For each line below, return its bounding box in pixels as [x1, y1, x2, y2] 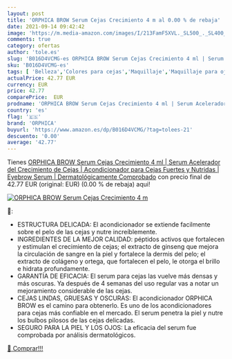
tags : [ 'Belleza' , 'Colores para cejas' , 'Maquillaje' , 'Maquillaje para [7, 68, 217, 75]
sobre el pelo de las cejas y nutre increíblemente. [17, 228, 157, 236]
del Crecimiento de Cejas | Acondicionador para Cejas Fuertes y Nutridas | [7, 166, 220, 174]
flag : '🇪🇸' [7, 113, 41, 120]
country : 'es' [7, 107, 48, 114]
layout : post [7, 10, 45, 17]
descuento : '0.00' [7, 132, 60, 139]
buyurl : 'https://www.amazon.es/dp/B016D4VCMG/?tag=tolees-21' [7, 126, 193, 133]
